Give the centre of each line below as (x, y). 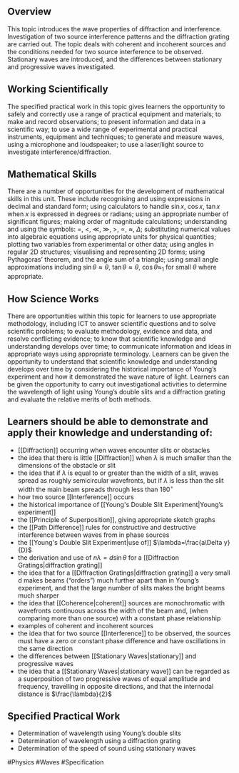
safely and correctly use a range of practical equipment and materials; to (115, 114)
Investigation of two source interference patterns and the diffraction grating (118, 36)
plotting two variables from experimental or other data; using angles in (111, 245)
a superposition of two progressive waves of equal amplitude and (114, 679)
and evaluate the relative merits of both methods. (80, 399)
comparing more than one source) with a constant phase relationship (119, 618)
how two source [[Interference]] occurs (76, 497)
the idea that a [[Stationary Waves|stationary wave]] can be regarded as (124, 671)
